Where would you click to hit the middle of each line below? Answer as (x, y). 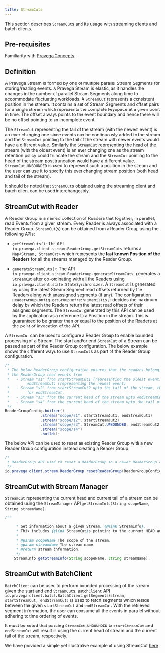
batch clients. (19, 29)
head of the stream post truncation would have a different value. (70, 161)
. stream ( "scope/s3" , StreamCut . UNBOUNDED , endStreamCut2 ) (101, 425)
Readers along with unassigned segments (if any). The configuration (82, 295)
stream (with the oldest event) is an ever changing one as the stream (75, 150)
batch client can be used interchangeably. (47, 191)
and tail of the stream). (28, 176)
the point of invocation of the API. (46, 326)
